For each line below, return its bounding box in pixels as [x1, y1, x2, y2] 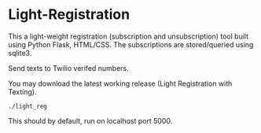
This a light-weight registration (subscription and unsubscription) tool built [8, 31, 249, 41]
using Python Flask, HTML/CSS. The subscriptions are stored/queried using [8, 39, 254, 49]
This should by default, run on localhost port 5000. [8, 116, 173, 125]
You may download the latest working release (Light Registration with [8, 79, 233, 88]
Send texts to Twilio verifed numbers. [8, 63, 130, 72]
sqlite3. [8, 48, 32, 57]
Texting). [8, 87, 37, 96]
